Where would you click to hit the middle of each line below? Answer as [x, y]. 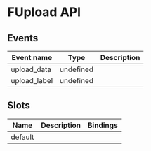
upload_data [31, 69]
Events [23, 38]
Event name [32, 58]
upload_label [32, 81]
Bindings [103, 125]
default [22, 137]
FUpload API [44, 12]
